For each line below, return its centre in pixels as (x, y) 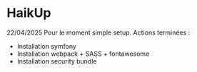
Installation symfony (46, 46)
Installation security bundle (57, 61)
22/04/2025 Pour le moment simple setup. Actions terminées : (98, 32)
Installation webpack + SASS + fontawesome (83, 54)
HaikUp (29, 13)
